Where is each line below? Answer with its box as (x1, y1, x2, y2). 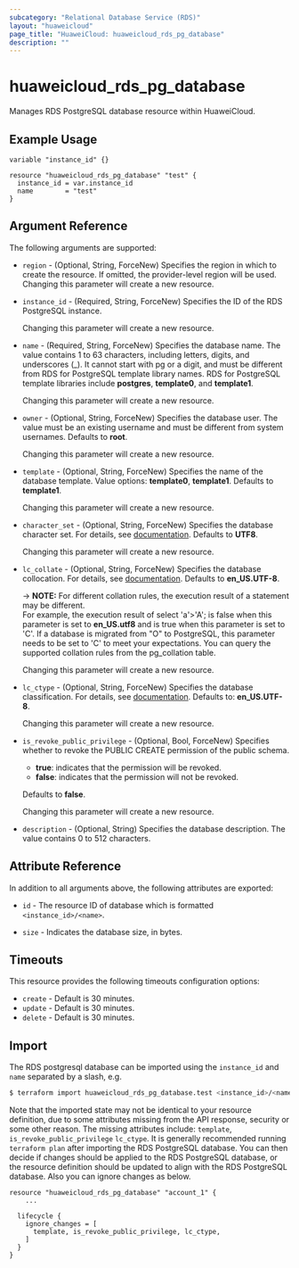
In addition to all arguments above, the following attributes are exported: (9, 883, 274, 893)
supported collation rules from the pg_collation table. (21, 647, 216, 658)
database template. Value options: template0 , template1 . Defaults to (21, 475, 274, 486)
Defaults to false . (21, 789, 86, 800)
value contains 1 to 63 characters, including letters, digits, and (21, 349, 250, 360)
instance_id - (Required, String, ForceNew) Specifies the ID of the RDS (21, 295, 283, 306)
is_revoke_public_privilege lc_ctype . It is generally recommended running (9, 1133, 287, 1144)
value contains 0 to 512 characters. (21, 833, 151, 843)
